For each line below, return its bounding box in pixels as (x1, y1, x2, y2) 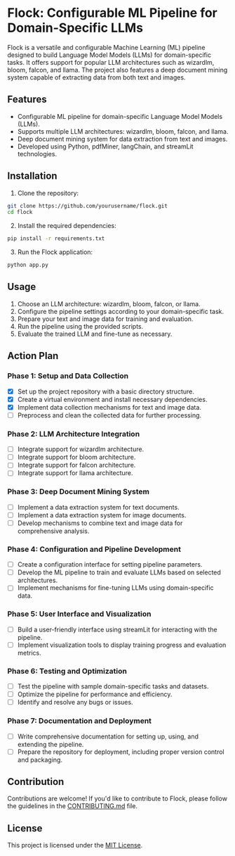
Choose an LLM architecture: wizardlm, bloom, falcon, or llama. (17, 299, 201, 308)
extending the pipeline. (17, 740, 84, 748)
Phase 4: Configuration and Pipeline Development (7, 544, 181, 554)
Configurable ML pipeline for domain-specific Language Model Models (17, 112, 223, 120)
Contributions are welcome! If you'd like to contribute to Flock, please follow (7, 794, 228, 803)
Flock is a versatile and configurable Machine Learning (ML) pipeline (7, 43, 206, 51)
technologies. (17, 149, 58, 158)
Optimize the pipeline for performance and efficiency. (17, 690, 173, 698)
